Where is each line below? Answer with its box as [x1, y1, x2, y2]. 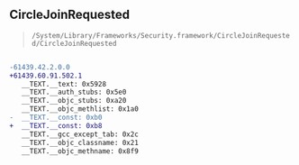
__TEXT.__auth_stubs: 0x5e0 [21, 87, 127, 97]
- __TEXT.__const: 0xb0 [9, 113, 103, 123]
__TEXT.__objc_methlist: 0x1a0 [21, 105, 140, 114]
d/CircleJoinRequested [31, 39, 117, 48]
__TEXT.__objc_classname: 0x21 [21, 138, 140, 147]
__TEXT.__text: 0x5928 [21, 79, 106, 88]
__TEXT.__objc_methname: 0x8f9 [21, 146, 140, 156]
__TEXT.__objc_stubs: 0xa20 [21, 96, 127, 105]
